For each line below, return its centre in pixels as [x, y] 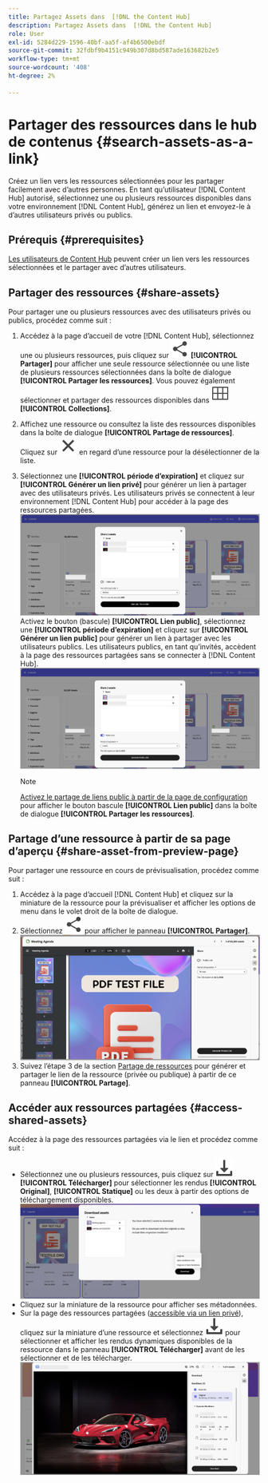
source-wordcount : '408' [49, 68]
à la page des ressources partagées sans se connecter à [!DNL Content [138, 655]
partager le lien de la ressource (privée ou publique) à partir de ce [128, 1074]
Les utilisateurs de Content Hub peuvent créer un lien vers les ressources [129, 259]
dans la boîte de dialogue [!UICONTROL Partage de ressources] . [127, 433]
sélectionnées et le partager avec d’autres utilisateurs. [97, 268]
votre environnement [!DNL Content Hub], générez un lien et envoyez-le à [130, 206]
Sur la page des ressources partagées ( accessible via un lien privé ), [131, 1313]
